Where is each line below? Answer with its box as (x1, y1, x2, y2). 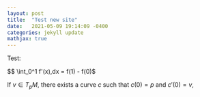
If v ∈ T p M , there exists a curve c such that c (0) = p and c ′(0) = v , (7, 81, 195, 90)
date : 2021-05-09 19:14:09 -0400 (7, 23, 109, 29)
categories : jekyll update (7, 29, 84, 36)
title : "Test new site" (7, 16, 78, 23)
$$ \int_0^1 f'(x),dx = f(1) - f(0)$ (7, 68, 96, 76)
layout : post (7, 10, 44, 17)
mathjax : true (7, 36, 48, 42)
